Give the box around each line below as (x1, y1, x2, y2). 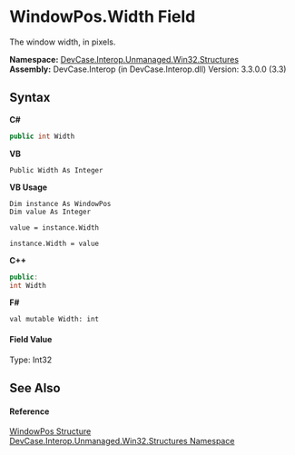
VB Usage (9, 182, 48, 193)
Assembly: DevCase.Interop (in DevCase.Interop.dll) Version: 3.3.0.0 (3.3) (9, 64, 287, 74)
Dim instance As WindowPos (9, 199, 112, 208)
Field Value (9, 333, 53, 344)
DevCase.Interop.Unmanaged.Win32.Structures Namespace (9, 436, 235, 447)
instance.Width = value (9, 239, 100, 248)
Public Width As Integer (9, 165, 103, 174)
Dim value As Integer (9, 207, 92, 216)
